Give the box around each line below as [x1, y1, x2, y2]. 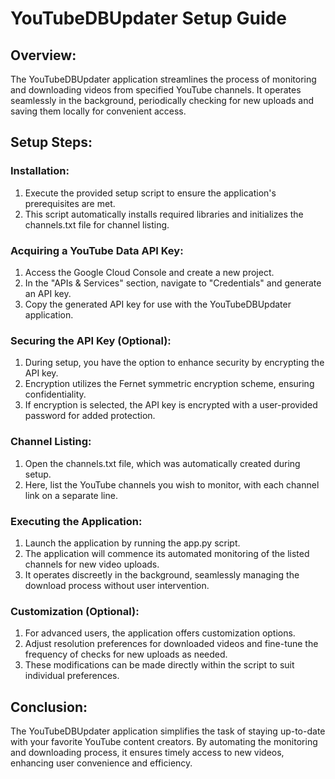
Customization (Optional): [10, 604, 140, 618]
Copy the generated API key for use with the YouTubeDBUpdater [24, 298, 292, 310]
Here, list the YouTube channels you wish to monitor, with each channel [24, 478, 320, 491]
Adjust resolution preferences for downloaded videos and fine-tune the [24, 638, 319, 650]
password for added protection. [24, 410, 156, 422]
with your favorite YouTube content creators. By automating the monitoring [10, 735, 318, 747]
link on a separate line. [24, 489, 118, 501]
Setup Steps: [10, 134, 93, 151]
